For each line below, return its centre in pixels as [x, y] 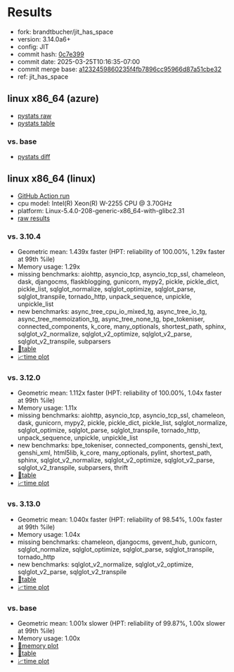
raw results [34, 218]
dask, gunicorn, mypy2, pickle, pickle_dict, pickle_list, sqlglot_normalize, [122, 423]
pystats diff [34, 157]
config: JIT [33, 46]
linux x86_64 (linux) [52, 179]
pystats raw [34, 115]
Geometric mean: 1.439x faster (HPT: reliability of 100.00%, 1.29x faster [121, 252]
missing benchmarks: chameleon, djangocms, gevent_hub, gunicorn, [117, 542]
